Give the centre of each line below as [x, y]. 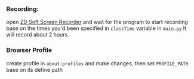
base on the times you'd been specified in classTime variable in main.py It [96, 28]
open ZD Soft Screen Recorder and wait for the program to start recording [97, 22]
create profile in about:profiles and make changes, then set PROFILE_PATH [97, 63]
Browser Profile [29, 50]
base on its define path [34, 69]
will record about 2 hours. [38, 35]
